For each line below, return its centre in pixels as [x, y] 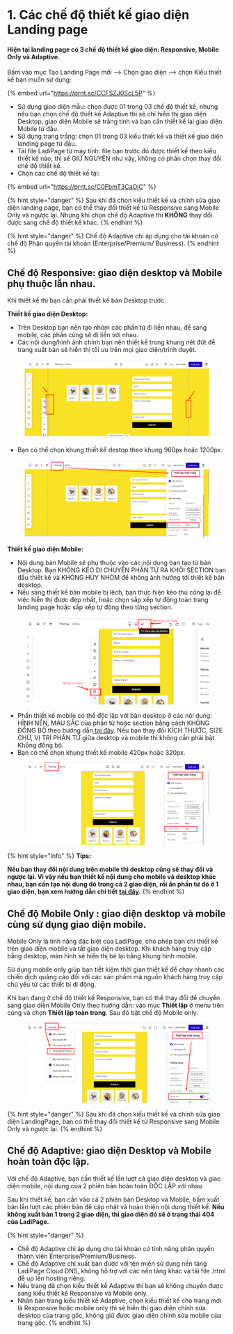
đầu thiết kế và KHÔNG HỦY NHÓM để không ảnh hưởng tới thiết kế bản [121, 577]
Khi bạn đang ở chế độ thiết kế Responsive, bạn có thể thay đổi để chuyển [114, 998]
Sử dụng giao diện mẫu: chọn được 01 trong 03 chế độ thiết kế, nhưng [118, 107]
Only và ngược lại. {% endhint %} [55, 1128]
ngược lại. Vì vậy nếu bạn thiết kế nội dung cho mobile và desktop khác [112, 877]
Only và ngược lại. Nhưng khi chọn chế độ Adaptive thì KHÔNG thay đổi [110, 215]
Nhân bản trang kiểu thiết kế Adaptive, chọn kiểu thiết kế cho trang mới [119, 1301]
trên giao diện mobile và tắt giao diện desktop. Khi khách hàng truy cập [110, 949]
